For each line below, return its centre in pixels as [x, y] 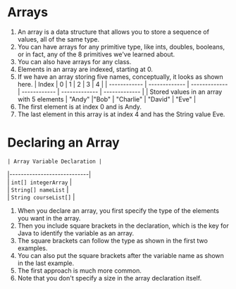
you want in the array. [49, 218]
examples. [32, 248]
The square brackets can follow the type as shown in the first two [112, 240]
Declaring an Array [63, 143]
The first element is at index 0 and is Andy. [80, 106]
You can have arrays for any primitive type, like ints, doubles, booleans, [121, 47]
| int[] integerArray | [40, 182]
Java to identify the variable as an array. [76, 233]
